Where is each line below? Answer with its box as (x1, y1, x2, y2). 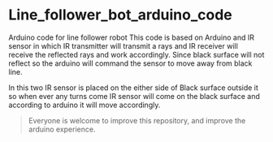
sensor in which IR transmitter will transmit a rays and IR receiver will (8, 41, 238, 50)
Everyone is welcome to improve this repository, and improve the (28, 115, 246, 125)
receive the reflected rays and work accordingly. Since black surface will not (8, 49, 265, 59)
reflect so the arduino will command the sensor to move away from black (8, 58, 253, 68)
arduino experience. (28, 124, 96, 134)
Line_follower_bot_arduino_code (8, 6, 233, 24)
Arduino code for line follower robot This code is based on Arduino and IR (8, 32, 254, 42)
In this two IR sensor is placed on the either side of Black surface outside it (8, 83, 258, 93)
